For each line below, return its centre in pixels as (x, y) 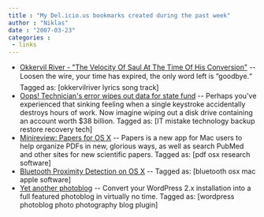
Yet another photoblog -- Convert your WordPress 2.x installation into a (135, 188)
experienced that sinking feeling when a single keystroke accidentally (132, 104)
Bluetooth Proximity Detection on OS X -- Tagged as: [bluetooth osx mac (138, 171)
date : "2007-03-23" (42, 30)
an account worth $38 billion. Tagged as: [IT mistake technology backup (137, 121)
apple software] (45, 180)
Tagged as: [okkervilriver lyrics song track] (89, 88)
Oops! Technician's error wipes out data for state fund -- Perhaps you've (138, 96)
